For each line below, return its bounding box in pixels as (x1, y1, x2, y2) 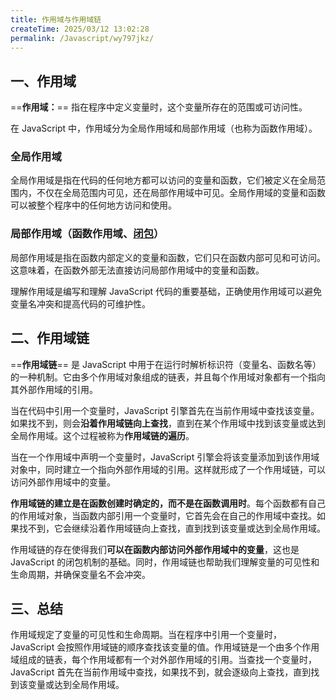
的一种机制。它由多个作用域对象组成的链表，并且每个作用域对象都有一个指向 (10, 371, 326, 383)
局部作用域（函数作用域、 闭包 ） (10, 227, 165, 241)
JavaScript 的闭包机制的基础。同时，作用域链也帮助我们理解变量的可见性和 (10, 556, 320, 568)
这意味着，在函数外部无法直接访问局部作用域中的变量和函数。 (10, 264, 265, 276)
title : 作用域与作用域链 (10, 14, 102, 25)
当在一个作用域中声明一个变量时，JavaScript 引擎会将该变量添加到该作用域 (10, 451, 320, 463)
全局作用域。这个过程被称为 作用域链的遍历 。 (10, 429, 195, 441)
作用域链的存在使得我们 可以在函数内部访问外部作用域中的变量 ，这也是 (10, 543, 300, 555)
